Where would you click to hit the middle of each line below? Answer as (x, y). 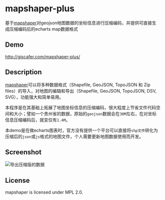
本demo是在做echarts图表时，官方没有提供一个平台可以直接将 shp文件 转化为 (82, 130)
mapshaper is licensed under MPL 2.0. (44, 192)
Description (23, 72)
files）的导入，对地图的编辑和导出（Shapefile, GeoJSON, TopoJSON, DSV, (81, 91)
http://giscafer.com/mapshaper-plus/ (43, 57)
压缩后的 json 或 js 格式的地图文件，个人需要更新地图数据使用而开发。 (74, 136)
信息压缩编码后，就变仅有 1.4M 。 (38, 120)
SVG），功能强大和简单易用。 (34, 97)
